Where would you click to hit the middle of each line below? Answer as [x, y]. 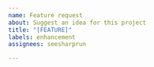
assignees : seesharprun [47, 44]
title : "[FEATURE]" [40, 30]
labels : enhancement [42, 37]
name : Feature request [45, 15]
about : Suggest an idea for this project [77, 23]
